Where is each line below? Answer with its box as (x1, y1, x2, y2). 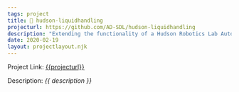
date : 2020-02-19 (7, 37, 59, 44)
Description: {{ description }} (7, 76, 92, 85)
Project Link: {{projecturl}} (7, 63, 85, 71)
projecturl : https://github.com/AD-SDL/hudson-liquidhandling (7, 23, 196, 30)
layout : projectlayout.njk (7, 43, 87, 50)
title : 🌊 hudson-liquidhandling (7, 17, 103, 24)
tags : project (7, 10, 50, 18)
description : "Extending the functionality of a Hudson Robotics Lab (7, 30, 218, 38)
